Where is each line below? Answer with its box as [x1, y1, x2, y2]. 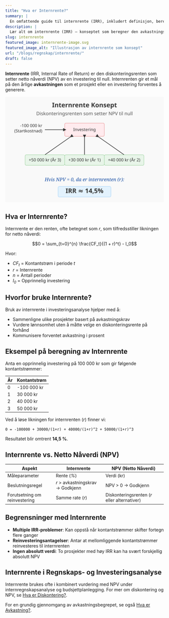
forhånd [12, 327, 29, 333]
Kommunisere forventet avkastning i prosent [12, 333, 105, 339]
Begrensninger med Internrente [5, 513, 107, 522]
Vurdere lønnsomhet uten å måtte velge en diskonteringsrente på [12, 322, 147, 328]
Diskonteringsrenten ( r [105, 492, 152, 498]
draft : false [5, 56, 33, 61]
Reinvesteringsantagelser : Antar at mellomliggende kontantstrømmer [12, 537, 158, 543]
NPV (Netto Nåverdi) [111, 465, 156, 471]
